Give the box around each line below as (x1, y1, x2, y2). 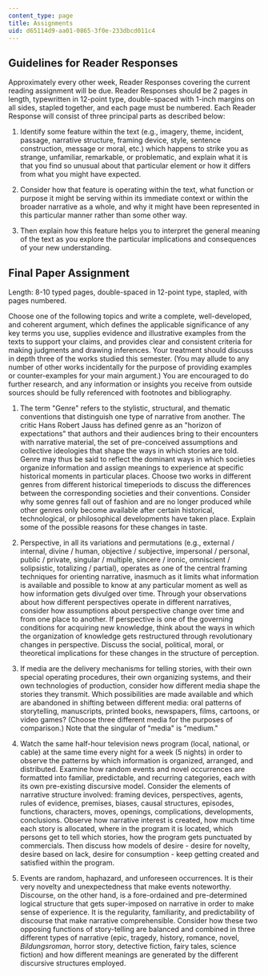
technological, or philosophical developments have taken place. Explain (19, 514, 256, 523)
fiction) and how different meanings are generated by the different (19, 950, 238, 959)
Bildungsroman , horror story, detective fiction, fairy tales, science (19, 942, 237, 950)
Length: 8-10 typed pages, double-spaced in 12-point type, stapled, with (8, 287, 248, 297)
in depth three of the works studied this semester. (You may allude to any (8, 354, 250, 363)
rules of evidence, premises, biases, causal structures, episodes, (19, 798, 234, 808)
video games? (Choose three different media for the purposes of (19, 715, 234, 724)
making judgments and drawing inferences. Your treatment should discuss (8, 346, 254, 354)
